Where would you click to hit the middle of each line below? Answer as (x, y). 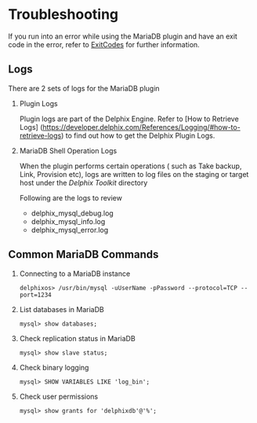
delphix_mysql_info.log (68, 221)
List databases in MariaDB (62, 309)
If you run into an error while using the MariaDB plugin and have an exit (123, 36)
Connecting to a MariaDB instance (75, 274)
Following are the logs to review (71, 197)
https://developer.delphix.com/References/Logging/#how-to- (141, 127)
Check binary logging (54, 367)
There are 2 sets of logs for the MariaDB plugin (84, 88)
